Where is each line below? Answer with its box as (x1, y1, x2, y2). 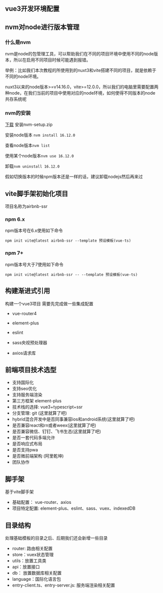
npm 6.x (5, 216, 25, 223)
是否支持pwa (12, 447, 38, 453)
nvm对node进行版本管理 (5, 23, 80, 31)
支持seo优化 (12, 386, 37, 392)
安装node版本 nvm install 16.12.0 (5, 132, 76, 138)
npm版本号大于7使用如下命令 (5, 261, 64, 267)
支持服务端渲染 (12, 392, 42, 398)
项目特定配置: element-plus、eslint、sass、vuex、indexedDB (12, 505, 136, 511)
